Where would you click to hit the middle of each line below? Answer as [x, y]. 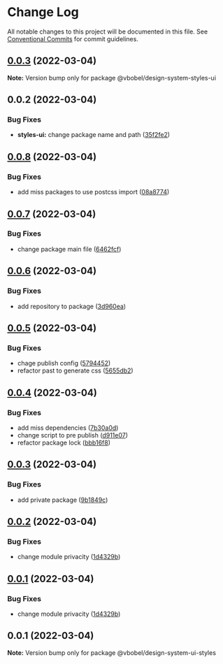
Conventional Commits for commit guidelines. [73, 38]
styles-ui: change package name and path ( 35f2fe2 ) [93, 135]
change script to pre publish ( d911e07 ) [72, 435]
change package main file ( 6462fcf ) [69, 249]
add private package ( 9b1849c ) [63, 500]
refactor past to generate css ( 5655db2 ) [75, 370]
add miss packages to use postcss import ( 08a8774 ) [93, 192]
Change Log [43, 12]
